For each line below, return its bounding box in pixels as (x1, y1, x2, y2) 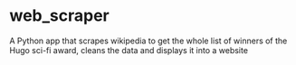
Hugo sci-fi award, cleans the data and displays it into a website (9, 44, 249, 55)
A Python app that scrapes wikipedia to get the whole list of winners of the (9, 35, 288, 46)
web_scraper (9, 5, 110, 26)
